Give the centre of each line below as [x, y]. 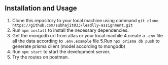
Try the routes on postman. [40, 57]
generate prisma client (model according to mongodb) [69, 46]
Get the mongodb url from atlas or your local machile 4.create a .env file [88, 35]
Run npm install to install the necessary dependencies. [70, 30]
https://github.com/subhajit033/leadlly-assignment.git [72, 25]
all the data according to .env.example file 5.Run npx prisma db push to [86, 41]
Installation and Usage [41, 8]
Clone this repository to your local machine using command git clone [85, 20]
